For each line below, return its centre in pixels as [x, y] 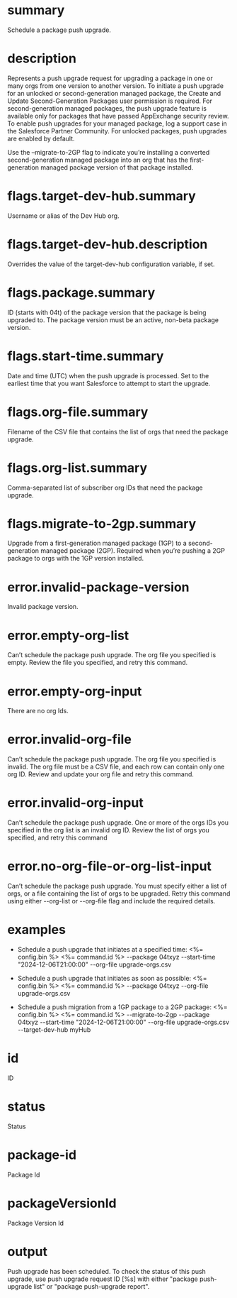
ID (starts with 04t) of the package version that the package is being [107, 312]
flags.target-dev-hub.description [108, 244]
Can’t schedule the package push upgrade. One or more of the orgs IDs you [118, 823]
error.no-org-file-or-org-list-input [110, 866]
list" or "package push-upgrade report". [92, 1286]
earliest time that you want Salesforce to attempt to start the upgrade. [109, 383]
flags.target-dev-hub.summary [102, 196]
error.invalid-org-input [75, 803]
